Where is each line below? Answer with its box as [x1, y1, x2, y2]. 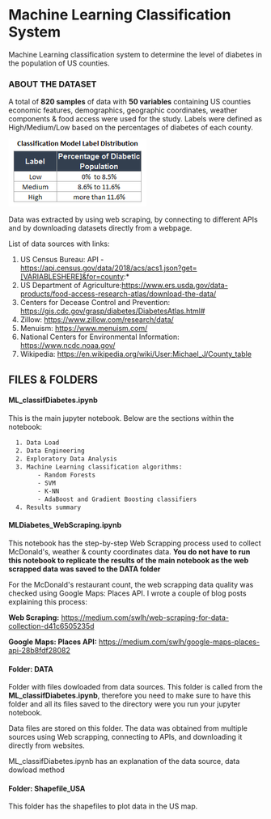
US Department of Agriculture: [19, 281, 122, 291]
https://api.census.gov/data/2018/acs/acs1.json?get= [19, 263, 197, 273]
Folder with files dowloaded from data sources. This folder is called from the [8, 682, 263, 692]
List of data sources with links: [8, 239, 110, 248]
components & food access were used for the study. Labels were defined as [8, 114, 263, 124]
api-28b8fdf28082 [8, 646, 70, 656]
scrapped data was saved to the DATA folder [8, 564, 161, 574]
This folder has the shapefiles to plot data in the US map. [8, 801, 198, 811]
